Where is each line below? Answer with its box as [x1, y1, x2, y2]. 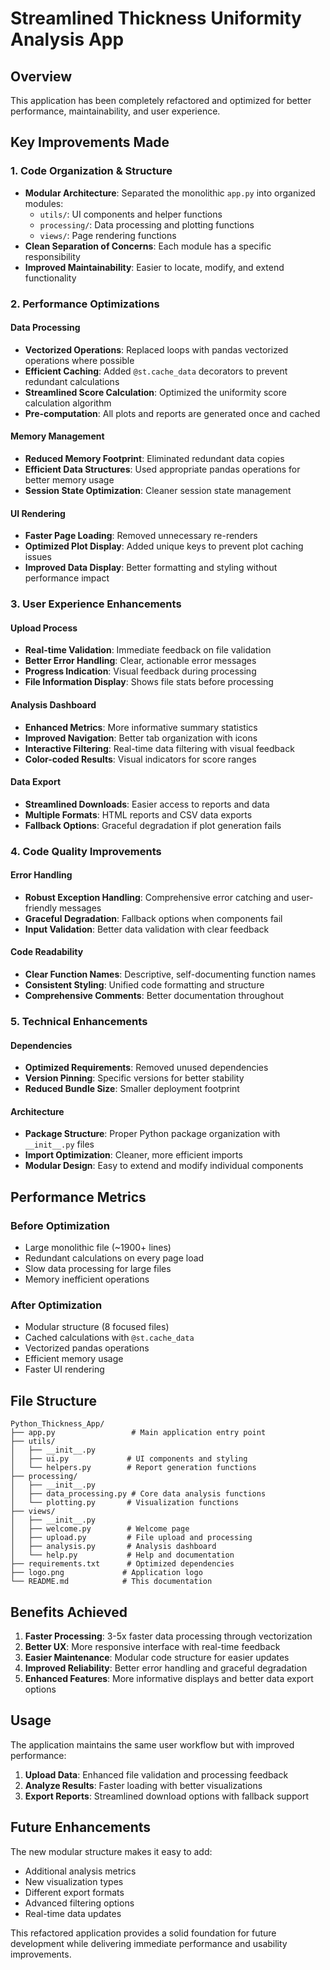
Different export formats [24, 1886, 125, 1898]
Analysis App [10, 28, 125, 51]
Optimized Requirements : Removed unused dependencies [24, 1062, 269, 1074]
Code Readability [10, 946, 84, 958]
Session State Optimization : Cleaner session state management [24, 485, 292, 497]
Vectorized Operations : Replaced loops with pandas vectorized [24, 343, 289, 356]
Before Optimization [10, 1218, 110, 1232]
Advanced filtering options [24, 1897, 135, 1909]
